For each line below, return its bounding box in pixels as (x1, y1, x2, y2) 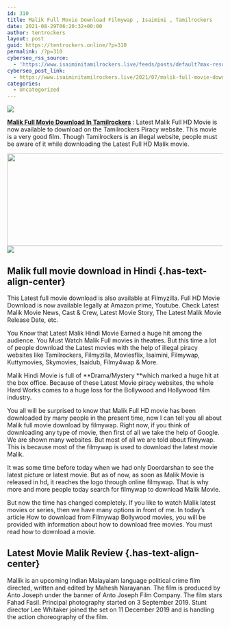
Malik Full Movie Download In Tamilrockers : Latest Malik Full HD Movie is (7, 118, 218, 127)
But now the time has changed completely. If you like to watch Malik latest (7, 498, 216, 507)
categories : (7, 80, 41, 87)
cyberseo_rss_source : (7, 55, 69, 62)
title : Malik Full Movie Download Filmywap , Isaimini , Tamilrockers (7, 16, 213, 23)
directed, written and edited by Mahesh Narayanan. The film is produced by (7, 583, 220, 592)
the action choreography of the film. (7, 612, 109, 620)
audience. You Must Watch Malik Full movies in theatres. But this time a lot (7, 336, 217, 344)
